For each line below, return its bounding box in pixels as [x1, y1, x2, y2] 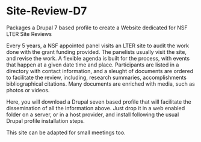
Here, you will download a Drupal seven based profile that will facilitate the [6, 98, 191, 105]
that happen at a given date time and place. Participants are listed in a [6, 61, 179, 68]
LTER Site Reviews [6, 30, 52, 37]
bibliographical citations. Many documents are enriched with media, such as [6, 80, 196, 87]
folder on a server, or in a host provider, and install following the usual [6, 111, 179, 118]
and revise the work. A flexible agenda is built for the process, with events [6, 55, 190, 62]
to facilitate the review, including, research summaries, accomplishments [6, 74, 187, 81]
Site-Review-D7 [6, 4, 87, 18]
